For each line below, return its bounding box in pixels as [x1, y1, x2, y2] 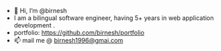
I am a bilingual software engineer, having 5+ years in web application [13, 14, 214, 22]
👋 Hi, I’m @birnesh [13, 7, 67, 14]
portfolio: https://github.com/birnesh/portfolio [13, 28, 145, 37]
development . [13, 21, 56, 29]
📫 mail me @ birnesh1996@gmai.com [13, 37, 124, 44]
